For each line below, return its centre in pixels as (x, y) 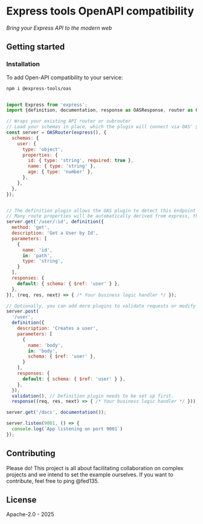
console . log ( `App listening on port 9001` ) (67, 429)
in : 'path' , (37, 255)
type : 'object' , (43, 149)
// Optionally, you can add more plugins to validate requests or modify (101, 306)
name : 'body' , (46, 345)
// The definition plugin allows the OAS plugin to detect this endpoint (101, 211)
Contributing (31, 454)
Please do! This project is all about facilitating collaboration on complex (95, 468)
